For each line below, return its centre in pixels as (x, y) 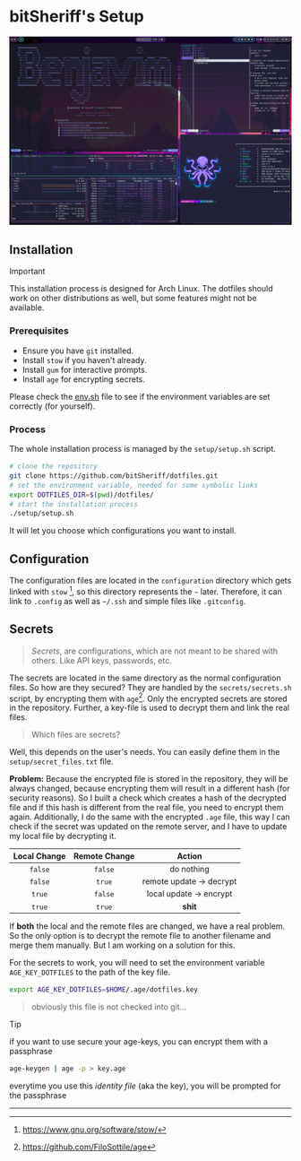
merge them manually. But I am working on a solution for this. (122, 945)
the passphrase (38, 1095)
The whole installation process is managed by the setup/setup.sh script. (142, 449)
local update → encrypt (189, 894)
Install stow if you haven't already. (84, 360)
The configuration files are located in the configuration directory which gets (150, 581)
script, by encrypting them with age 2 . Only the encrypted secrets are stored (149, 697)
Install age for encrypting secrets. (83, 379)
